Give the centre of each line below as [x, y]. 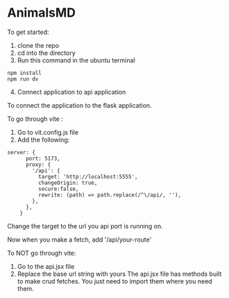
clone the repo [38, 45]
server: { [22, 152]
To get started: [28, 32]
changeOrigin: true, [68, 183]
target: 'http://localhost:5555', [88, 176]
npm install [24, 73]
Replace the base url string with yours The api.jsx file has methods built [119, 274]
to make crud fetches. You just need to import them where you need [115, 281]
